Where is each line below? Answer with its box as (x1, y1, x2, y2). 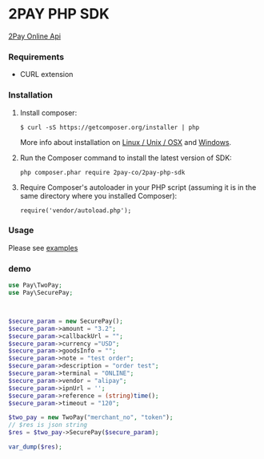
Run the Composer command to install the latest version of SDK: (19, 153, 232, 163)
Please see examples (8, 243, 78, 252)
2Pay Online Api (8, 31, 62, 41)
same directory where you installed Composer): (19, 191, 178, 200)
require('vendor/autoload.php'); (19, 206, 132, 215)
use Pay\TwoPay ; (8, 281, 62, 289)
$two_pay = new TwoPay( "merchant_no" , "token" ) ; (8, 413, 174, 421)
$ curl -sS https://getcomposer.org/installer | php (19, 123, 200, 131)
